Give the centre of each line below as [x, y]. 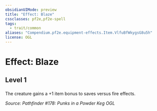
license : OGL [19, 38]
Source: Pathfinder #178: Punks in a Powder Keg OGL [60, 103]
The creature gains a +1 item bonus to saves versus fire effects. [71, 94]
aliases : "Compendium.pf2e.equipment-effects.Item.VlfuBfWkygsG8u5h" [79, 33]
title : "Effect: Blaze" [30, 14]
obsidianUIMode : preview [31, 10]
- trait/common [25, 28]
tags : [11, 24]
